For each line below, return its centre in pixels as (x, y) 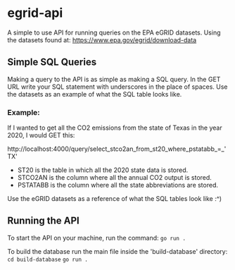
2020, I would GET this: (41, 135)
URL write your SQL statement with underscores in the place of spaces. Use (118, 87)
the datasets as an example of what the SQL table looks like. (95, 94)
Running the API (43, 221)
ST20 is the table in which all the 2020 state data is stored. (103, 170)
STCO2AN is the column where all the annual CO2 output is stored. (115, 178)
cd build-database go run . (47, 259)
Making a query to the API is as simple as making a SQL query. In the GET (114, 79)
